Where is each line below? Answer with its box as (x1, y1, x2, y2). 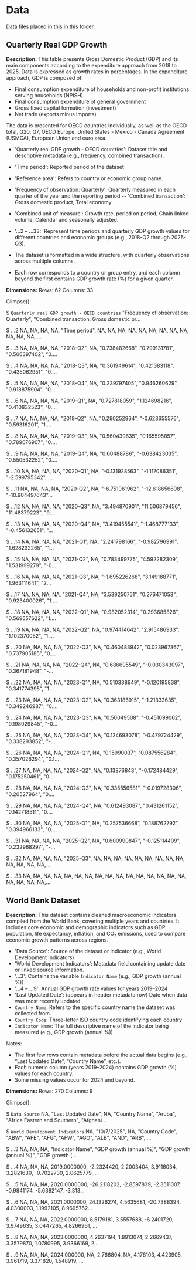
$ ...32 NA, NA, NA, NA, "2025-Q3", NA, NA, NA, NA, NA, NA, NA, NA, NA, (6, 855, 185, 862)
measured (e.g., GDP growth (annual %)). (14, 1028, 115, 1035)
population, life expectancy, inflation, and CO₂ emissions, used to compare (6, 930, 186, 937)
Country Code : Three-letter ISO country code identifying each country (14, 1016, 183, 1023)
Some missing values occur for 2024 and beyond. (14, 1076, 135, 1083)
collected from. (14, 1010, 51, 1017)
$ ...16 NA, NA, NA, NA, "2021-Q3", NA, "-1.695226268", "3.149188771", (6, 573, 178, 580)
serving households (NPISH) (14, 92, 84, 99)
